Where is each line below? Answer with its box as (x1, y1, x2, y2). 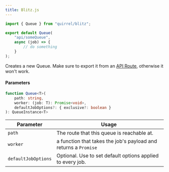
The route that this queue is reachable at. (56, 130, 153, 137)
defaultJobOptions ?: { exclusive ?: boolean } (14, 105, 112, 110)
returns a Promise (56, 144, 97, 151)
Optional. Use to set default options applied (56, 152, 159, 159)
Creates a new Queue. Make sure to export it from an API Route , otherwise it (5, 63, 163, 69)
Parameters (5, 80, 30, 86)
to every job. (56, 158, 87, 165)
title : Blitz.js (5, 7, 39, 13)
